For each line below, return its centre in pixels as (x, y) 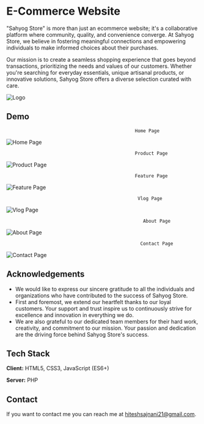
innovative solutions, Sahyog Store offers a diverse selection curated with (99, 79)
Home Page (147, 131)
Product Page (151, 153)
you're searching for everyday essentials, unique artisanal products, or (95, 72)
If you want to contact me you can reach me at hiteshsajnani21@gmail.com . (101, 414)
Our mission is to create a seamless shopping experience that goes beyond (101, 59)
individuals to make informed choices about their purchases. (82, 48)
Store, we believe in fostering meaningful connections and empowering (96, 41)
